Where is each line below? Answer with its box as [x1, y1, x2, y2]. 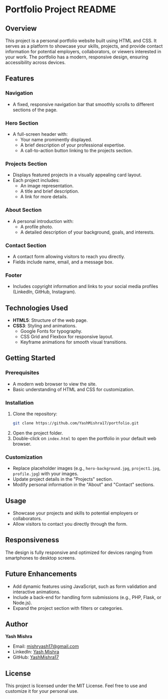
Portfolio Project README [5, 4, 116, 15]
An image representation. [20, 183, 74, 189]
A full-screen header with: [12, 131, 68, 137]
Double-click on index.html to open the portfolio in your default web [12, 435, 157, 441]
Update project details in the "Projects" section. [12, 476, 113, 482]
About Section [5, 207, 42, 214]
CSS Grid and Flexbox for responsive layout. [20, 333, 114, 339]
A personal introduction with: [12, 218, 74, 224]
